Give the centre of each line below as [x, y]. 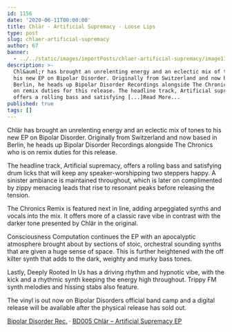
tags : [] [20, 110]
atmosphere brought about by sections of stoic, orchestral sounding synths [114, 244]
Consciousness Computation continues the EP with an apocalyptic [102, 236]
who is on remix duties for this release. [62, 152]
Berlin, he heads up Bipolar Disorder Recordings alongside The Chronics [110, 145]
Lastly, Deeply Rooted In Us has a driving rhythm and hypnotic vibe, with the [116, 272]
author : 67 [23, 46]
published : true [30, 104]
